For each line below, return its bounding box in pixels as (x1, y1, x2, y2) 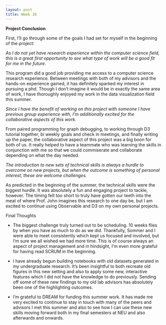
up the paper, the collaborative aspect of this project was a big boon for (5, 137, 152, 142)
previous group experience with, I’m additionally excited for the (5, 111, 135, 117)
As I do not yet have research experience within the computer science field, (5, 50, 160, 56)
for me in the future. (5, 60, 46, 66)
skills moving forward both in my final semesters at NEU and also (12, 310, 145, 316)
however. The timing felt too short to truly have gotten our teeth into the (5, 192, 151, 198)
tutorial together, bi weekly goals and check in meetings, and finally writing (5, 131, 158, 137)
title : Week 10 (5, 12, 37, 17)
